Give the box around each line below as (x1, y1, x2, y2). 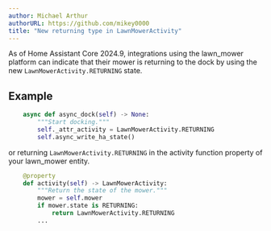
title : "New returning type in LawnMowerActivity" (8, 27, 182, 35)
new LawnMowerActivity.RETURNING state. (8, 66, 143, 76)
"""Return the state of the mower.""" (37, 187, 168, 195)
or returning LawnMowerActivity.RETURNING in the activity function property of (8, 147, 263, 157)
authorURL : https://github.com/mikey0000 (8, 19, 150, 27)
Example (8, 89, 53, 103)
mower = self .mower (37, 194, 103, 202)
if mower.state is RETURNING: (37, 202, 139, 210)
